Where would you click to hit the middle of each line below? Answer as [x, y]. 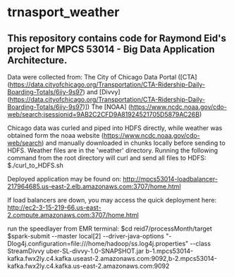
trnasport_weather [63, 12]
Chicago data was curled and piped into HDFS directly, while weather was [115, 128]
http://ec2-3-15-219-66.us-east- [54, 207]
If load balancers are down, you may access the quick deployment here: [112, 200]
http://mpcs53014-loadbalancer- [171, 179]
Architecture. [37, 60]
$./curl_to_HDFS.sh [35, 165]
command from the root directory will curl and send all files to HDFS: [107, 158]
